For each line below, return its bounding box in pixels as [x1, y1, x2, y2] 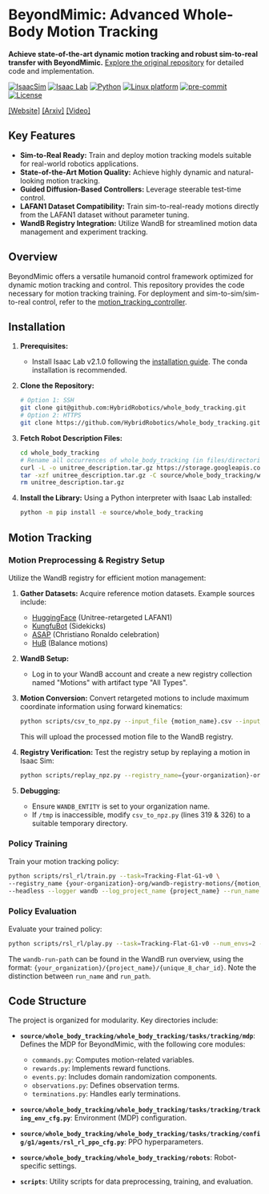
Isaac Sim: [19, 756, 54, 765]
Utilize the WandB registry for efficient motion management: [8, 573, 207, 583]
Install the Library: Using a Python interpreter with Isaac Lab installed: [19, 493, 252, 502]
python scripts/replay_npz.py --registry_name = [19, 771, 182, 779]
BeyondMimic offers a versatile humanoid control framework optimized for [8, 271, 254, 281]
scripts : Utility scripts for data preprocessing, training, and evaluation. [19, 1176, 254, 1187]
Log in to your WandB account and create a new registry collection [31, 669, 252, 679]
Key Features [8, 129, 76, 143]
